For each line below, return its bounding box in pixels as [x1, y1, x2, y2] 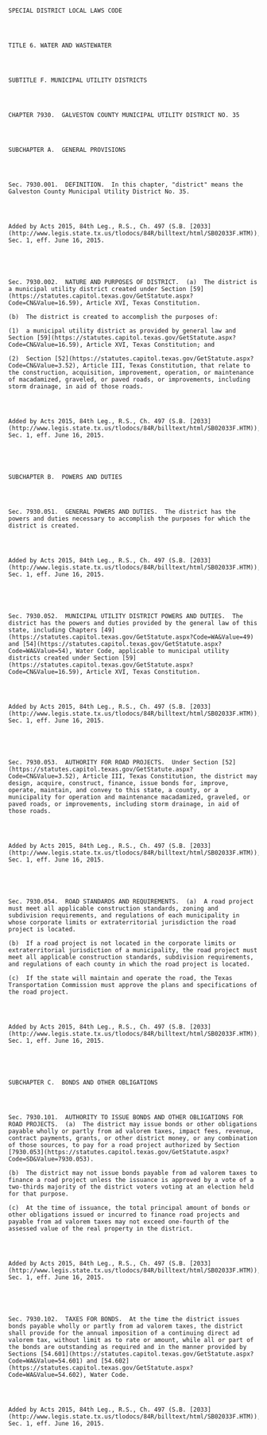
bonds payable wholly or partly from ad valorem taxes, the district [8, 1322, 244, 1330]
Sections [8, 1350, 37, 1358]
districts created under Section [8, 654, 119, 662]
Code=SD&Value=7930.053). [8, 1155, 94, 1163]
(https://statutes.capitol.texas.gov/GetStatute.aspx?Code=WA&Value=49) [8, 633, 254, 641]
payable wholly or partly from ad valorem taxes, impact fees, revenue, [8, 1127, 254, 1135]
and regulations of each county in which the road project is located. [8, 960, 250, 968]
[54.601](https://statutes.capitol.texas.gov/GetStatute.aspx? [40, 1350, 254, 1358]
